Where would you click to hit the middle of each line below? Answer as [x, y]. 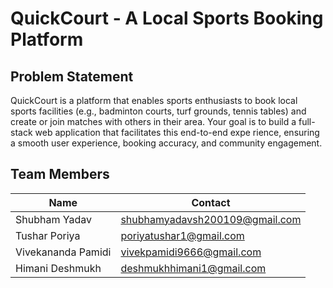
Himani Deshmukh [58, 268]
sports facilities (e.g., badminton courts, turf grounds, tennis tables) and [158, 111]
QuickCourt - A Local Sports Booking [167, 18]
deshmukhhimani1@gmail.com [193, 268]
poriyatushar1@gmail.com [182, 235]
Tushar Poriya [48, 235]
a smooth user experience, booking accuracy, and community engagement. [166, 143]
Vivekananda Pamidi [63, 252]
